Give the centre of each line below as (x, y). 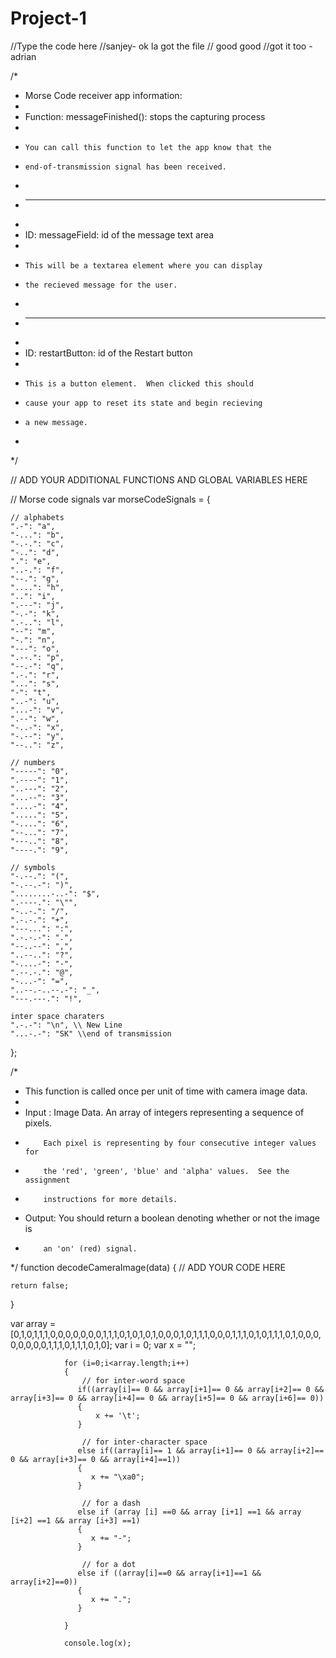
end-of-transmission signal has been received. (125, 167)
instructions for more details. (110, 1199)
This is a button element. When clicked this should (139, 383)
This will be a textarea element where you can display (143, 265)
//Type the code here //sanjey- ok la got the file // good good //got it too (158, 46)
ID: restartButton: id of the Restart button (108, 353)
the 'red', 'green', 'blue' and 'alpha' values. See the (166, 1171)
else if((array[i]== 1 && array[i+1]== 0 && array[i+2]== (201, 1450)
